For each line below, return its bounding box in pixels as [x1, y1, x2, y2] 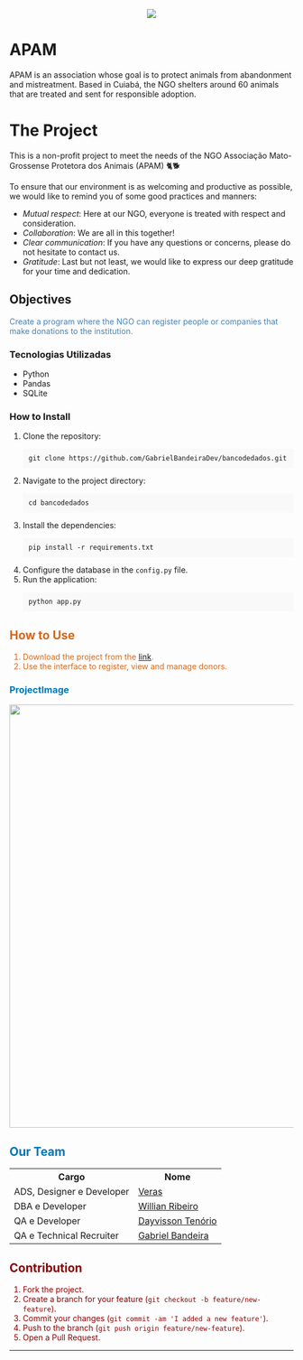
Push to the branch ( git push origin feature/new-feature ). [22, 1323, 245, 1334]
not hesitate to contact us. [22, 247, 120, 257]
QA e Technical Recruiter [14, 1229, 119, 1242]
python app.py [28, 597, 81, 607]
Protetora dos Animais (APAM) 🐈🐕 [50, 160, 180, 171]
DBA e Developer [14, 1200, 87, 1213]
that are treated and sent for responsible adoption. [9, 88, 197, 99]
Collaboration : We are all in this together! [22, 227, 175, 238]
